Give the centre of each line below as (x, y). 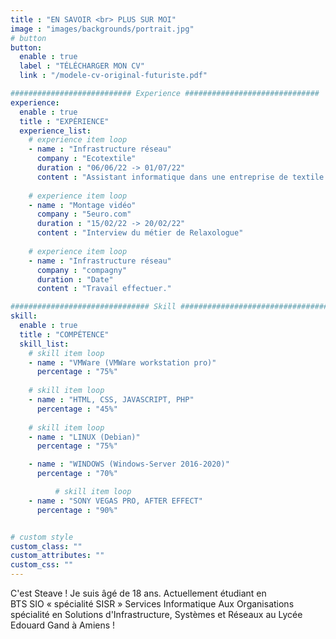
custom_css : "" (42, 565)
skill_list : (44, 344)
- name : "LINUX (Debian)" (84, 437)
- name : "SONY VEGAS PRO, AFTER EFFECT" (115, 501)
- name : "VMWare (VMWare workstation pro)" (122, 362)
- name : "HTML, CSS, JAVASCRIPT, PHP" (111, 400)
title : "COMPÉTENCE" (64, 334)
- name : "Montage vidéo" (82, 205)
